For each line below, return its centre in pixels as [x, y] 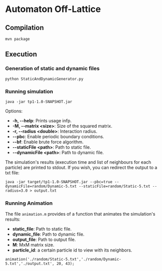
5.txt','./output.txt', [30, 264]
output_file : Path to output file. [44, 240]
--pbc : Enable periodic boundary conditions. [58, 136]
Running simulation [29, 91]
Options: [14, 111]
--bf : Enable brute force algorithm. [48, 142]
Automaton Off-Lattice [53, 9]
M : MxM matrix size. [33, 245]
